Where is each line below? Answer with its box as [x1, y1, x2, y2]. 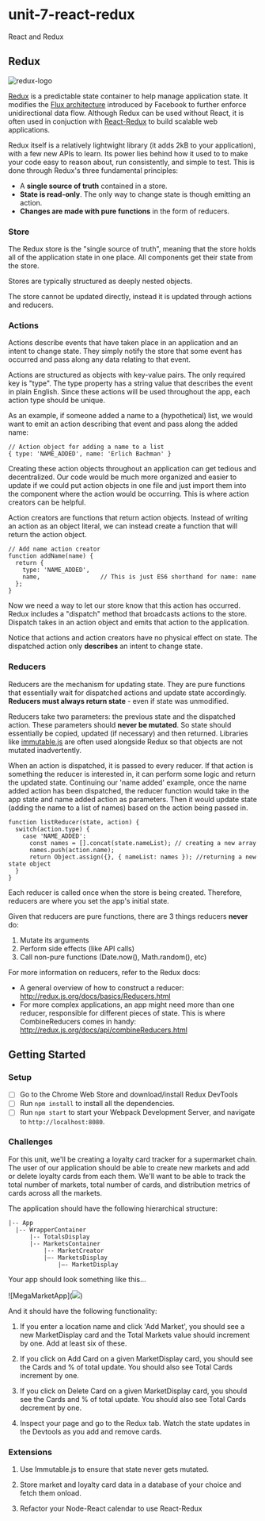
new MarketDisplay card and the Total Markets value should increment [19, 1330, 251, 1339]
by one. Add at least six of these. [19, 1339, 127, 1348]
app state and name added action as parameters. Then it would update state [8, 794, 257, 804]
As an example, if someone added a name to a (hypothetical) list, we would [8, 411, 253, 421]
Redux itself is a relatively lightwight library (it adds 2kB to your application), [8, 140, 256, 150]
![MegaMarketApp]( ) [8, 1291, 83, 1300]
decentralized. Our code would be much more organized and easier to [8, 472, 237, 482]
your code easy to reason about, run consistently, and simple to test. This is [8, 157, 256, 167]
